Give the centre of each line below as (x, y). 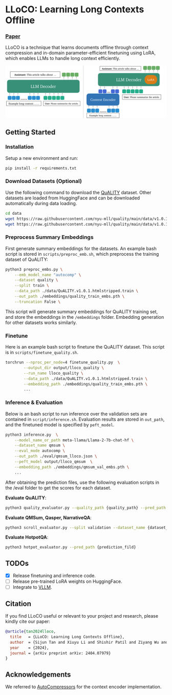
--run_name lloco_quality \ (53, 373)
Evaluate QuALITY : (26, 498)
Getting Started (30, 132)
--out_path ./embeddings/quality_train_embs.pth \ (70, 297)
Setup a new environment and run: (42, 158)
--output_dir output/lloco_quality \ (64, 367)
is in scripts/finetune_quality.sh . (42, 353)
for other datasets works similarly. (41, 322)
